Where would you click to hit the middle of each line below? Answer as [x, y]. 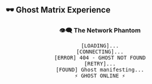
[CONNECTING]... [100, 52]
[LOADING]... [100, 46]
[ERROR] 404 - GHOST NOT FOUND [100, 58]
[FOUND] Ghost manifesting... [100, 70]
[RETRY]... [100, 64]
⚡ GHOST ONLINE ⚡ [100, 76]
